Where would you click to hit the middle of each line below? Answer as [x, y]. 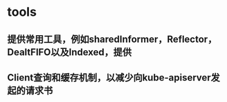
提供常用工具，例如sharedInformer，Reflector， [112, 39]
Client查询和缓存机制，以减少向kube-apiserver [109, 78]
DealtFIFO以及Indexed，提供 [70, 52]
